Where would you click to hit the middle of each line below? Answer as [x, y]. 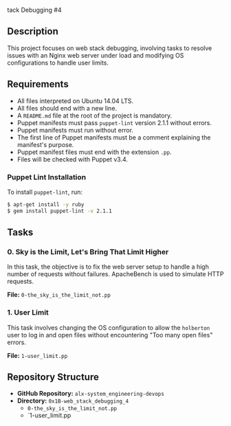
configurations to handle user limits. [58, 63]
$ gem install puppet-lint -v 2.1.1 [59, 211]
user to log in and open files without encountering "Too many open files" [110, 335]
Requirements [38, 84]
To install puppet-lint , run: [45, 192]
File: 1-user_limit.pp [37, 355]
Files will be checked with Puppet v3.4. [73, 159]
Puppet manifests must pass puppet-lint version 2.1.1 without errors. [114, 122]
